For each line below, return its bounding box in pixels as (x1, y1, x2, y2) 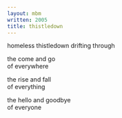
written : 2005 (7, 16, 48, 23)
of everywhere (7, 62, 49, 71)
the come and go (7, 55, 56, 63)
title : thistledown (7, 23, 63, 29)
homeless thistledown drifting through (7, 42, 115, 50)
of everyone (7, 104, 42, 112)
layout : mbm (7, 10, 41, 17)
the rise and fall (7, 75, 52, 84)
